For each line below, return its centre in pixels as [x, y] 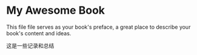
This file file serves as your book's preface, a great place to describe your [98, 27]
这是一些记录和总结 [30, 45]
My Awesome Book [55, 10]
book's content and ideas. [39, 33]
